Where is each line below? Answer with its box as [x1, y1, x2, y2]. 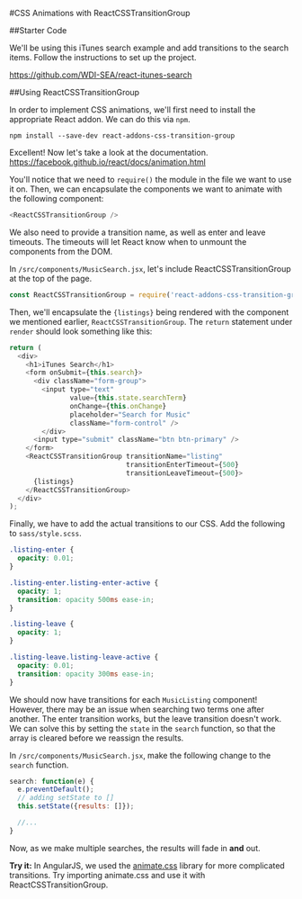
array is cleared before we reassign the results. [9, 733, 184, 743]
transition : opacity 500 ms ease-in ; [17, 595, 155, 604]
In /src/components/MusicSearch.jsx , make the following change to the [9, 750, 271, 760]
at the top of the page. [9, 273, 93, 283]
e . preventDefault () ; [17, 785, 94, 795]
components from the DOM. [9, 246, 113, 256]
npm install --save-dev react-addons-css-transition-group [9, 131, 235, 140]
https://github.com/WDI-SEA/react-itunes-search [9, 69, 192, 80]
